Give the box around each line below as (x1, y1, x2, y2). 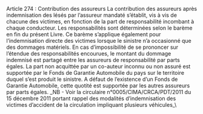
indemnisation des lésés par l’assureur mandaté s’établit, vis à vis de (6, 11, 178, 19)
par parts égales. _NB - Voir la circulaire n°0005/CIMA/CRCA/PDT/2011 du (6, 89, 191, 95)
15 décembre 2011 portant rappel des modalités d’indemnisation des (6, 95, 176, 102)
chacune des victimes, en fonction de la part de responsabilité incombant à (6, 18, 195, 25)
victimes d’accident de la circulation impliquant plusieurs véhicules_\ (6, 101, 177, 108)
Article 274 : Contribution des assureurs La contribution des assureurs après (6, 5, 198, 12)
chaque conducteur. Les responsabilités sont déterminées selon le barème (6, 24, 193, 31)
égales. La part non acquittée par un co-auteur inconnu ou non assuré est (6, 63, 191, 70)
